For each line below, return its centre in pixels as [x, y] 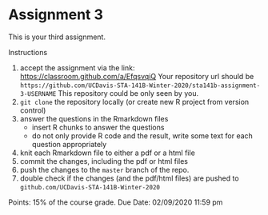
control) [33, 110]
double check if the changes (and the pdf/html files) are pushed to [129, 178]
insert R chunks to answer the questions [98, 127]
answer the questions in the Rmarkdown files [94, 118]
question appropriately [69, 144]
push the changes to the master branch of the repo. [104, 169]
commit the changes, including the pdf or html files [104, 161]
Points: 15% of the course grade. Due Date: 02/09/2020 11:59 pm [116, 202]
